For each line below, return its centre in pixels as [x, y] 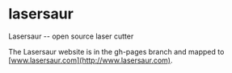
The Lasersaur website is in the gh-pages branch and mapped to [116, 51]
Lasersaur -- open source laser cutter [71, 36]
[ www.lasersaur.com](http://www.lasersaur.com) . [91, 60]
